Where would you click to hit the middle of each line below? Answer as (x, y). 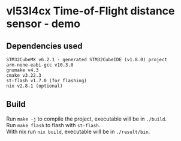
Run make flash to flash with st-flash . (53, 125)
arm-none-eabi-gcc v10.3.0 (40, 65)
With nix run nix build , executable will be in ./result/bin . (78, 131)
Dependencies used (44, 46)
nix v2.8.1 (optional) (34, 86)
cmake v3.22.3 (24, 76)
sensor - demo (43, 24)
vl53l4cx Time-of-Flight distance (90, 11)
